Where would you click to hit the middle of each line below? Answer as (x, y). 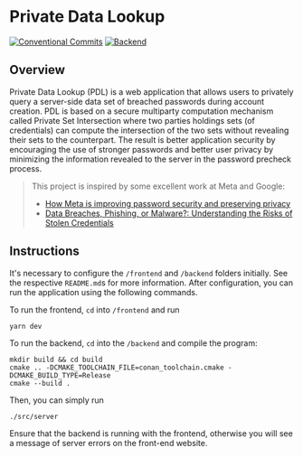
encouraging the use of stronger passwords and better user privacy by (142, 149)
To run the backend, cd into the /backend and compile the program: (133, 343)
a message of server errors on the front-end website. (109, 443)
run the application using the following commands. (104, 292)
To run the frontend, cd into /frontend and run (95, 310)
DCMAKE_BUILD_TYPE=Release (60, 375)
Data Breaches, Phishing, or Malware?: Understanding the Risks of (169, 213)
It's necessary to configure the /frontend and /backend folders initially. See (148, 273)
